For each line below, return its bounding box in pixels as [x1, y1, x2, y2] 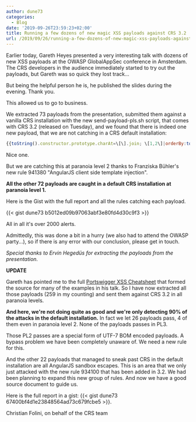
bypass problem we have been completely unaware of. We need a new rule [6, 338, 187, 345]
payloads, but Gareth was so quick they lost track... [6, 71, 129, 77]
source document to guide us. [6, 380, 79, 387]
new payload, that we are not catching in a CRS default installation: [6, 129, 167, 136]
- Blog [11, 19, 27, 25]
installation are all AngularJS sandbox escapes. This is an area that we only [6, 362, 187, 369]
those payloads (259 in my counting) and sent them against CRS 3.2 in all [6, 290, 183, 297]
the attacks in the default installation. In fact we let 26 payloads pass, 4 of [6, 314, 188, 321]
